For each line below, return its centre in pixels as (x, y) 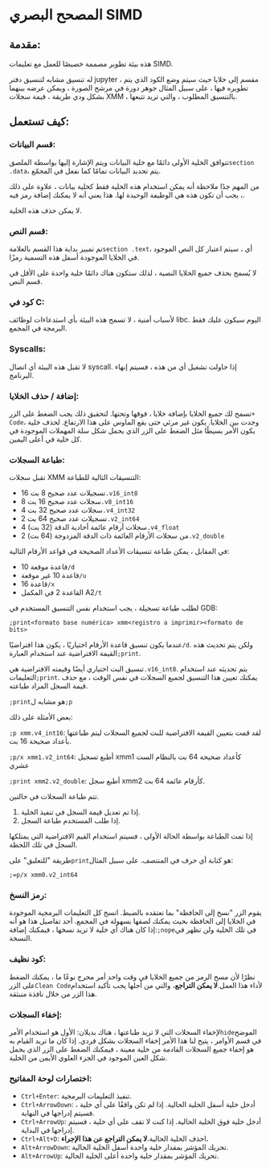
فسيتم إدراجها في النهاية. (57, 1113)
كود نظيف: (28, 959)
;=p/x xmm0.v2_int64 (44, 875)
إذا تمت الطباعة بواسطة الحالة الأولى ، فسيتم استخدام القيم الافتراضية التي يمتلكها (131, 836)
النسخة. (21, 938)
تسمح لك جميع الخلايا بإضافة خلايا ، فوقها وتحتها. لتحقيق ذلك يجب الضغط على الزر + (132, 413)
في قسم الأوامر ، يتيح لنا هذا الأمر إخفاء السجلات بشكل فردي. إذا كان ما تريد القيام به (135, 1041)
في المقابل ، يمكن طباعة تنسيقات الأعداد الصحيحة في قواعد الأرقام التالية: (119, 552)
